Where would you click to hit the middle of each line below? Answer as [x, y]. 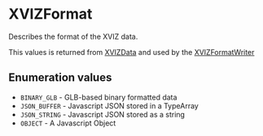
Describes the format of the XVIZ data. [73, 36]
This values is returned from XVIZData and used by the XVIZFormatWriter [131, 52]
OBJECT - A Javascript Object [68, 123]
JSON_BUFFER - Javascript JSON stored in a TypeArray [110, 105]
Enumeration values [60, 78]
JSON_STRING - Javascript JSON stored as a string [103, 114]
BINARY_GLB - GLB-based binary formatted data [99, 97]
